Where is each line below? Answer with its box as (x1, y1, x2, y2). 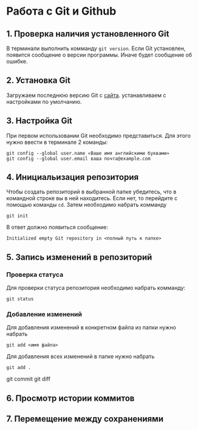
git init (6, 213, 29, 219)
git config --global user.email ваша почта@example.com (6, 156, 151, 162)
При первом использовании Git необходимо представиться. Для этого (6, 132, 191, 139)
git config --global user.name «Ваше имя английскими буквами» (6, 150, 170, 156)
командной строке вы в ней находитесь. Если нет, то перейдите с (6, 195, 178, 202)
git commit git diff (6, 375, 50, 382)
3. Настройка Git (6, 116, 73, 126)
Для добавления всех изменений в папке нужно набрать (6, 353, 155, 360)
